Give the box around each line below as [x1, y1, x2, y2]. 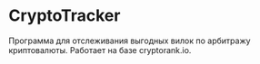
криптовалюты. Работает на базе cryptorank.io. [8, 44, 192, 55]
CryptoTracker [8, 5, 121, 26]
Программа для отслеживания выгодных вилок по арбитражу [8, 35, 251, 46]
